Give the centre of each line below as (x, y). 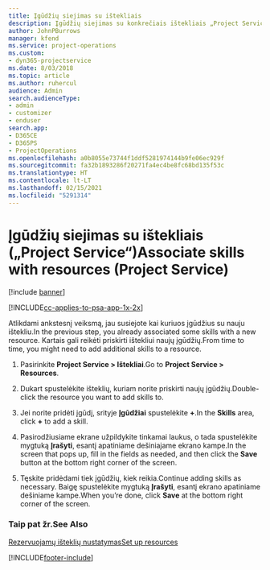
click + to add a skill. (54, 421)
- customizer (30, 114)
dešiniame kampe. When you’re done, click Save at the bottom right (131, 495)
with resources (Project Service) (119, 269)
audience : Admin (35, 91)
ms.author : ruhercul (43, 83)
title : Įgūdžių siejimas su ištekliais (75, 16)
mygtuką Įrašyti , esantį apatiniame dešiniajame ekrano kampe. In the (133, 445)
